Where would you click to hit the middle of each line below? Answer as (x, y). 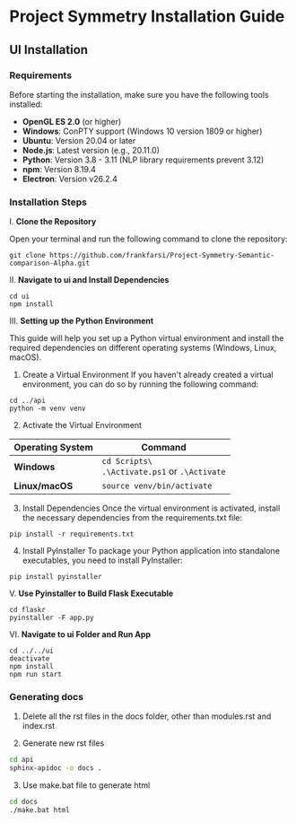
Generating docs (46, 697)
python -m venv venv (48, 409)
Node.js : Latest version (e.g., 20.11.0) (91, 150)
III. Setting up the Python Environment (82, 321)
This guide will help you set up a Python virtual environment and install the (147, 338)
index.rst (39, 726)
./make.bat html (39, 810)
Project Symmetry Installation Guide (147, 17)
